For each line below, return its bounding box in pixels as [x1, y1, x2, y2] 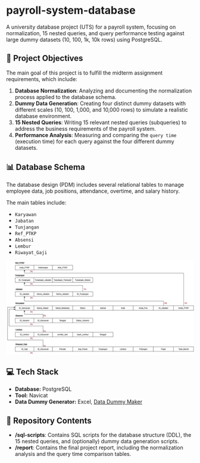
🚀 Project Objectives [6, 53, 83, 63]
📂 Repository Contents [6, 415, 92, 425]
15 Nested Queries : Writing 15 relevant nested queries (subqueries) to [14, 119, 187, 126]
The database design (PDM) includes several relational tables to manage [6, 181, 185, 188]
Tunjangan [14, 224, 40, 230]
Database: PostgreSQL [14, 385, 72, 393]
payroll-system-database [6, 4, 136, 17]
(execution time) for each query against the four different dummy [14, 138, 174, 145]
